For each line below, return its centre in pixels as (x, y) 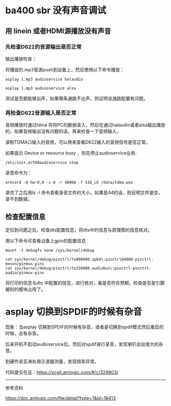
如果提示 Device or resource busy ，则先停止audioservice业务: (71, 153)
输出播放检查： (21, 59)
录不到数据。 (19, 199)
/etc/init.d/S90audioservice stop (42, 163)
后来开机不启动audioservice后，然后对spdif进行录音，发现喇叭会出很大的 (82, 344)
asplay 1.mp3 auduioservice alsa (41, 88)
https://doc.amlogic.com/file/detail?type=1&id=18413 (61, 398)
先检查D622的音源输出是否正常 (44, 46)
